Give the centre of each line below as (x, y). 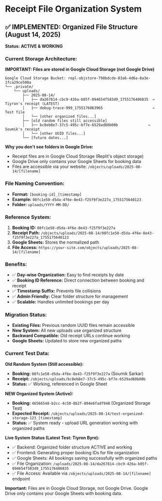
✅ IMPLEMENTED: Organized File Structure (72, 27)
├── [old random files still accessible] (65, 121)
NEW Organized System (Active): (39, 394)
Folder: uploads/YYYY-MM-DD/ (40, 204)
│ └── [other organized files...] (59, 117)
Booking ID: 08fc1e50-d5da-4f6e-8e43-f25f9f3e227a (64, 228)
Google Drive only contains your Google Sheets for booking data (77, 161)
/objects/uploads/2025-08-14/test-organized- (97, 414)
